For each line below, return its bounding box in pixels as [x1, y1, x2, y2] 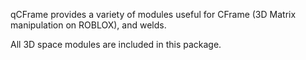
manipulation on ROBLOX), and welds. [10, 19, 167, 31]
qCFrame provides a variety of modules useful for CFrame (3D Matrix [10, 9, 297, 20]
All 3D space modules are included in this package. [10, 39, 222, 50]
